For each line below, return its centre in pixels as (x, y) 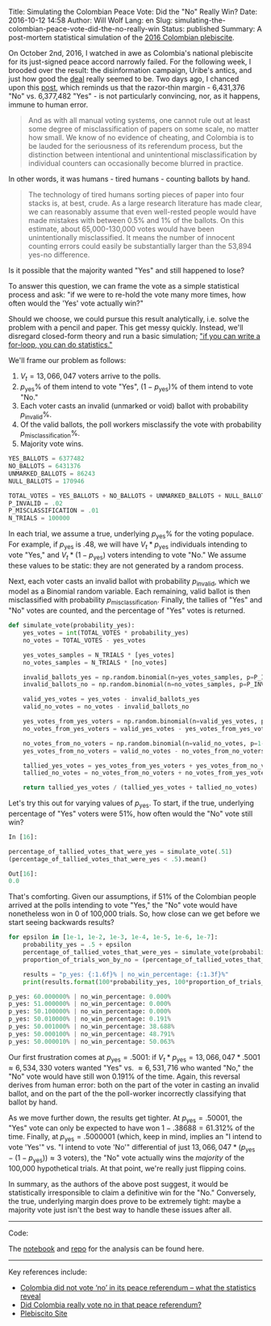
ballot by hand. (33, 1102)
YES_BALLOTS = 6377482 (46, 459)
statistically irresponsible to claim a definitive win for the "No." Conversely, (132, 1193)
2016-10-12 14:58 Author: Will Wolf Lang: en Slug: (91, 20)
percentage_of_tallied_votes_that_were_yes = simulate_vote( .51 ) (120, 851)
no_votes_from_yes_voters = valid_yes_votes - (102, 728)
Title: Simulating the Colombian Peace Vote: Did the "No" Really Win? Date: (133, 12)
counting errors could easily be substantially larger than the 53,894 (140, 246)
